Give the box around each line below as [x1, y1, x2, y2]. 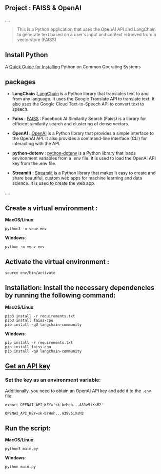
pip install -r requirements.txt [5, 340, 73, 345]
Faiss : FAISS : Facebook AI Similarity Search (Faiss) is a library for [12, 116, 146, 121]
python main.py [5, 464, 36, 470]
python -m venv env [5, 244, 45, 249]
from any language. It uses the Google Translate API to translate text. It [12, 96, 155, 102]
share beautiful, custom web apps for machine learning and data [12, 175, 142, 181]
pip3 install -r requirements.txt [5, 314, 76, 318]
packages [5, 78, 36, 86]
